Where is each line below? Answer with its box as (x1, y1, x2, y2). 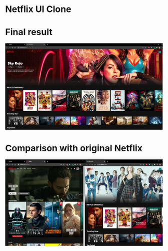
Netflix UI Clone (5, 4, 71, 15)
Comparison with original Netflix (5, 143, 142, 154)
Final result (5, 27, 52, 38)
